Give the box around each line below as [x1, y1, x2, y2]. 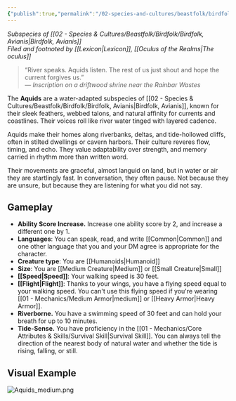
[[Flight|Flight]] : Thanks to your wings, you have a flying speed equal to [17, 280, 227, 288]
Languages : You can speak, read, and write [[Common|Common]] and [17, 235, 223, 243]
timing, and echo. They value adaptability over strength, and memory [7, 145, 207, 153]
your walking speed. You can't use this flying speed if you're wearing [17, 287, 218, 296]
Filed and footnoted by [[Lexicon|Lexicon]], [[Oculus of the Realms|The [7, 44, 214, 53]
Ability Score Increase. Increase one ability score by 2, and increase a [17, 220, 223, 228]
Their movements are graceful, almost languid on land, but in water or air [7, 166, 218, 174]
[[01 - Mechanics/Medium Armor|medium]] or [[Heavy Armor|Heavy [17, 294, 216, 303]
